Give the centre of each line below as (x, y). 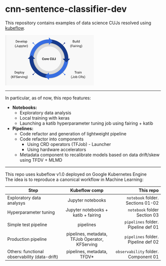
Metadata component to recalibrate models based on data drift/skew (89, 155)
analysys (16, 203)
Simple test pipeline (27, 224)
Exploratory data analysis (45, 113)
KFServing (87, 244)
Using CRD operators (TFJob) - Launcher (69, 144)
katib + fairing (87, 215)
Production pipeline (27, 239)
